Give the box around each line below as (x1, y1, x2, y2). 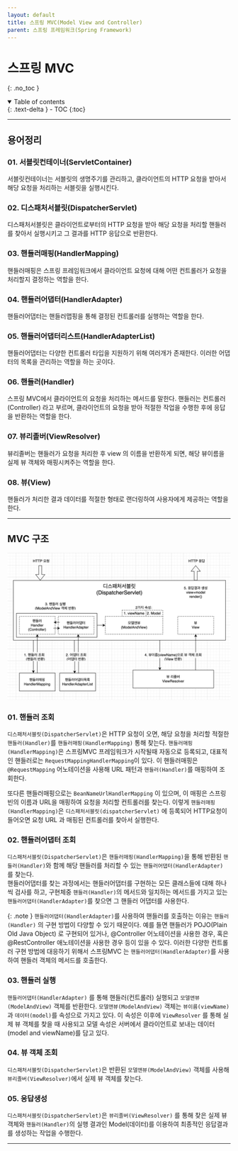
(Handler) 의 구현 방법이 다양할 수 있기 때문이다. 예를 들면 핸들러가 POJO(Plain (7, 921, 228, 929)
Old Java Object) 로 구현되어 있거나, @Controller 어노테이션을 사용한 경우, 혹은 (7, 929, 229, 938)
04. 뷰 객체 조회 (7, 1048, 58, 1057)
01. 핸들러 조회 (7, 712, 55, 722)
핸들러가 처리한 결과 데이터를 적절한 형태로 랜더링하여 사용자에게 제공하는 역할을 (7, 495, 229, 503)
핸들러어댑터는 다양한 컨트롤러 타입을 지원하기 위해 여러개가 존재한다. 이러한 (7, 349, 217, 357)
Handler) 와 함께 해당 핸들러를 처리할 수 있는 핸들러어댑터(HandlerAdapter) (20, 861, 224, 870)
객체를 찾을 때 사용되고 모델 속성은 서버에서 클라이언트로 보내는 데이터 (22, 1019, 215, 1028)
